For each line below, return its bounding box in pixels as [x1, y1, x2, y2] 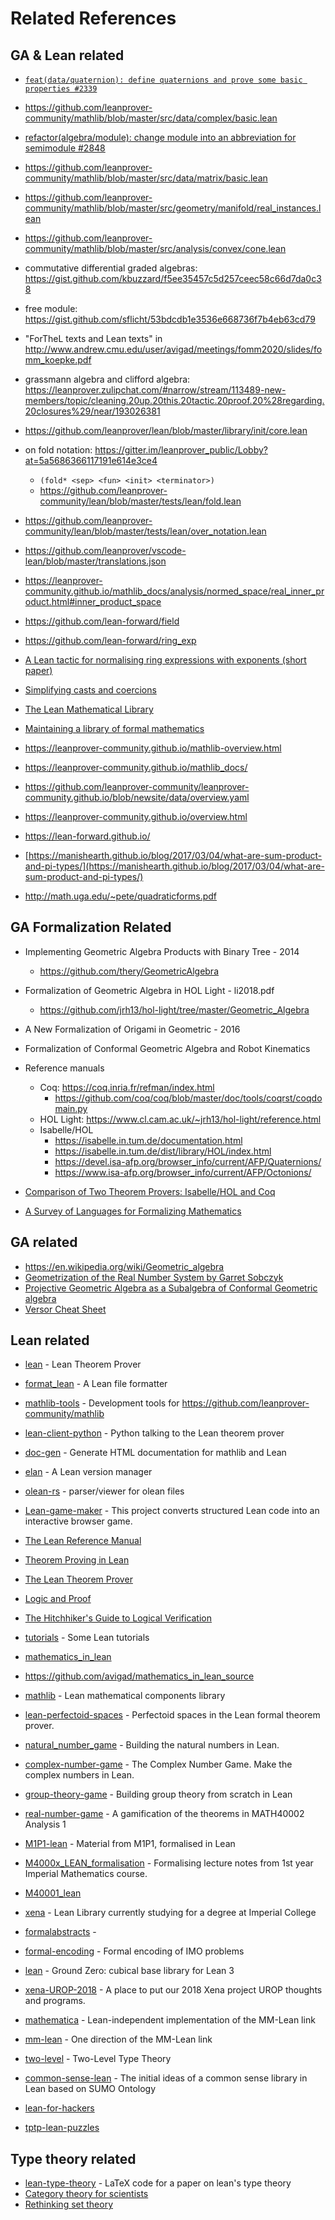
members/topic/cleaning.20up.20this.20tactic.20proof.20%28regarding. [24, 395, 325, 406]
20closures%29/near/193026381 [24, 405, 161, 417]
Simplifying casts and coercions [24, 684, 157, 696]
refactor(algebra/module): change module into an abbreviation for [24, 132, 297, 143]
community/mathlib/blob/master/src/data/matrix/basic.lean [24, 172, 268, 184]
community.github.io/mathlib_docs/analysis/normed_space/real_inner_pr [24, 585, 325, 597]
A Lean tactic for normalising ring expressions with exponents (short [24, 654, 307, 666]
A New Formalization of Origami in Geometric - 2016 [24, 1023, 241, 1035]
